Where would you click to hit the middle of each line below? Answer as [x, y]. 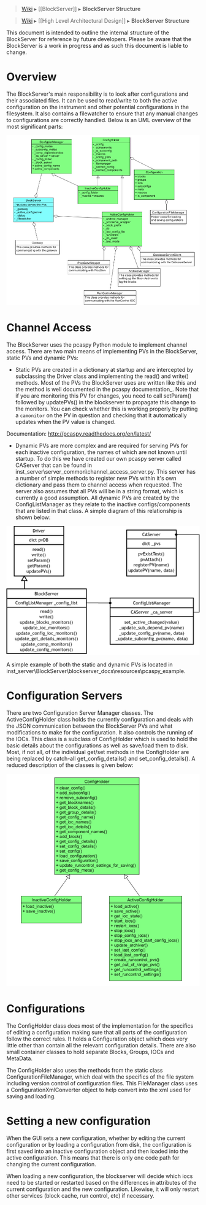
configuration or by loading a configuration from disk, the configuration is [99, 1145]
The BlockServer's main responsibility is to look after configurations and [97, 94]
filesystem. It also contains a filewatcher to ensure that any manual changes [102, 114]
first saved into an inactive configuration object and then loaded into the [97, 1151]
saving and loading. [31, 1096]
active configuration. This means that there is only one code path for [93, 1158]
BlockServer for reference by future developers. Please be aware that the [99, 39]
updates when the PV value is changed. [65, 422]
